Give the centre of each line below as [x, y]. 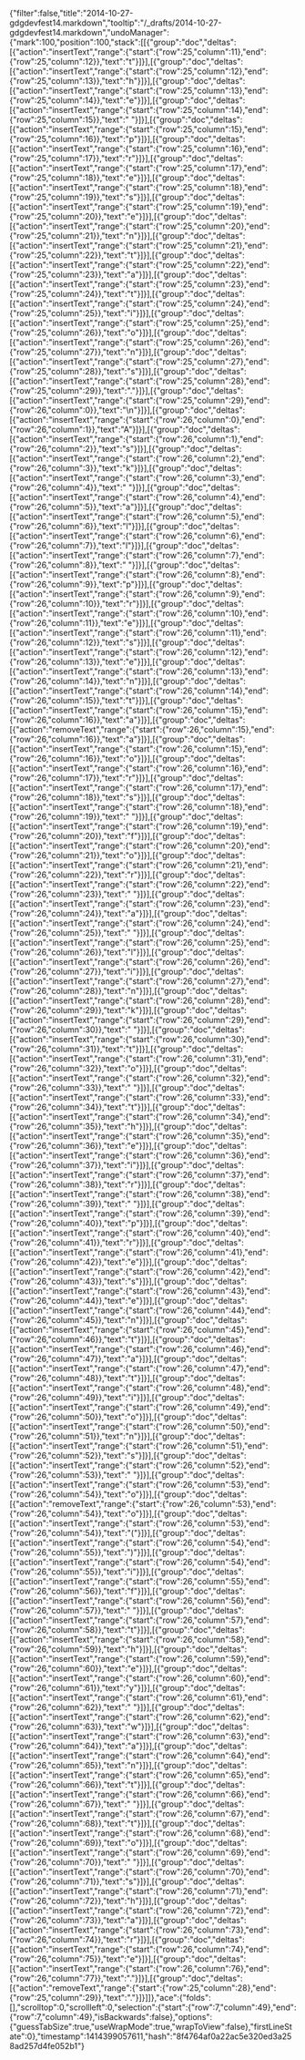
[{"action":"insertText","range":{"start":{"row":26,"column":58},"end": [140, 1640]
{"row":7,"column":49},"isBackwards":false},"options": [111, 2017]
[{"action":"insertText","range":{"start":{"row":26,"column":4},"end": [137, 497]
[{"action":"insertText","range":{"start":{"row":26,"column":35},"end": [140, 1136]
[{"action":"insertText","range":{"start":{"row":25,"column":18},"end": [139, 187]
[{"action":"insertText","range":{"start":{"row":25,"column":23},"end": [140, 284]
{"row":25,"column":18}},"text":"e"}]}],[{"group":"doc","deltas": [127, 178]
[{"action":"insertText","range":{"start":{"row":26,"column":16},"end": [139, 768]
